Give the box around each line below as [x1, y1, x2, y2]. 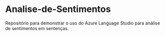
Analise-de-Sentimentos [5, 3, 111, 15]
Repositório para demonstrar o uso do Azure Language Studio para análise [5, 20, 160, 26]
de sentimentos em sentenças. [5, 25, 69, 31]
